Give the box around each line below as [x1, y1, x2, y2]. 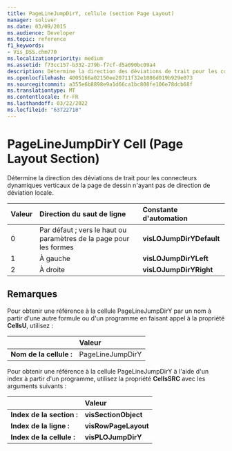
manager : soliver [7, 17, 57, 23]
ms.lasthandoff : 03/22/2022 [7, 100, 88, 107]
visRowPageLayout [84, 421, 150, 430]
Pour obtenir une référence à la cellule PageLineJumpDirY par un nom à [7, 307, 212, 315]
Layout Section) [7, 151, 100, 166]
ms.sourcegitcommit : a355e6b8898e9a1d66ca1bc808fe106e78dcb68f [7, 81, 193, 88]
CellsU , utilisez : [7, 321, 54, 329]
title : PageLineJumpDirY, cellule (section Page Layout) [7, 10, 175, 17]
